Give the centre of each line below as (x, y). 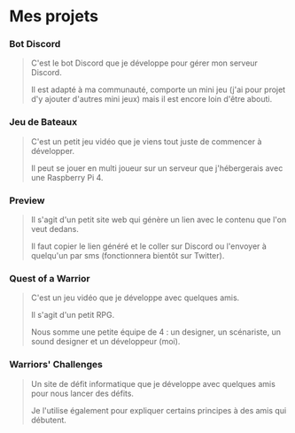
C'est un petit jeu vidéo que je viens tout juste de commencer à (146, 141)
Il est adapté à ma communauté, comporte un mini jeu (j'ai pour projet (158, 89)
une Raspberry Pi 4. (67, 177)
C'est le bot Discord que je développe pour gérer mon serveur (144, 63)
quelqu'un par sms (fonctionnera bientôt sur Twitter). (128, 256)
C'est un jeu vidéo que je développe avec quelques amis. (135, 298)
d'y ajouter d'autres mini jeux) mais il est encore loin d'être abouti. (151, 99)
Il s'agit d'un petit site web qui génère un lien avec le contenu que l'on (159, 220)
